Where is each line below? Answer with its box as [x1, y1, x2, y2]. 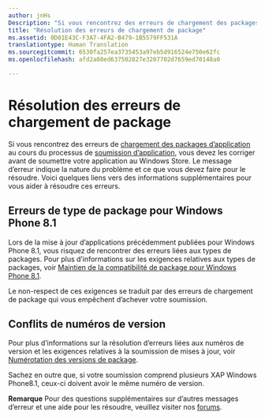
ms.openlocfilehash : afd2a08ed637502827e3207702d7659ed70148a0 [8, 56, 221, 64]
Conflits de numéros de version [8, 317, 166, 331]
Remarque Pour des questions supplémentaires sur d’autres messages [8, 394, 239, 403]
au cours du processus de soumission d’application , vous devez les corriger [8, 148, 256, 157]
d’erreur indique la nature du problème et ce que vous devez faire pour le [8, 164, 246, 174]
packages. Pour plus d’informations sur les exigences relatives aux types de [8, 254, 256, 264]
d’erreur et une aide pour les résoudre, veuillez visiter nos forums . [8, 402, 222, 412]
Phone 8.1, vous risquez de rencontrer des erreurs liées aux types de [8, 245, 232, 255]
